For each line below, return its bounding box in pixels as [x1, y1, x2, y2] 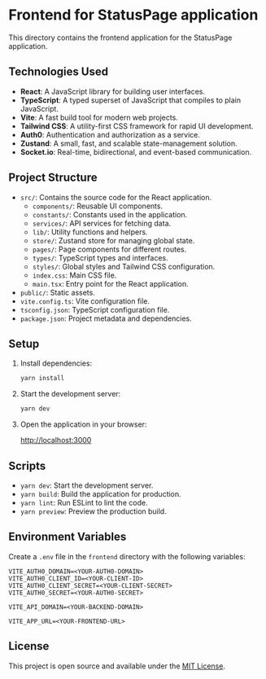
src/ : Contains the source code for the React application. [20, 192, 212, 202]
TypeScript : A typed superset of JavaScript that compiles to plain [20, 95, 242, 105]
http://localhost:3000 [20, 436, 92, 445]
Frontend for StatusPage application [8, 6, 259, 24]
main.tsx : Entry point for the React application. [32, 278, 189, 288]
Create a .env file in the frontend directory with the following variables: [8, 551, 246, 561]
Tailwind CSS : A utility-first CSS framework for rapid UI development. [20, 120, 254, 131]
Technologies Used [8, 65, 108, 79]
